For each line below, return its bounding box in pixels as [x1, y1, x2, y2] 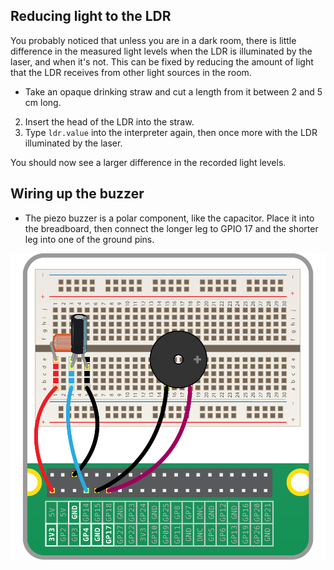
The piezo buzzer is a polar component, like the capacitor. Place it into [24, 212, 315, 224]
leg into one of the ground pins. [24, 233, 155, 245]
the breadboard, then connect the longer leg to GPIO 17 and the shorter [24, 222, 319, 234]
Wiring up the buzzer [10, 185, 145, 203]
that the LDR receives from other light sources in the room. [10, 66, 252, 78]
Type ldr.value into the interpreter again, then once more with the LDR [24, 126, 318, 138]
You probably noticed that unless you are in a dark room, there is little [10, 34, 297, 46]
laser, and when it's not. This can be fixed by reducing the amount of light [10, 55, 314, 68]
